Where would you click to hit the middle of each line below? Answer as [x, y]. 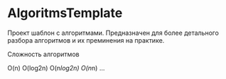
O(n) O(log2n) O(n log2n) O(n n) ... [56, 68]
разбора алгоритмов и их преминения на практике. [86, 40]
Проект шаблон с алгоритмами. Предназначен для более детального [113, 33]
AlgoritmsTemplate [65, 13]
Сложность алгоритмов [43, 54]
